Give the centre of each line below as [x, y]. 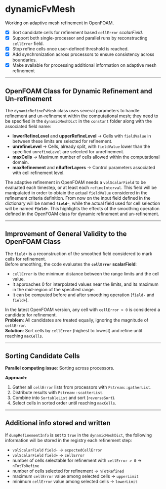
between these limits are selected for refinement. [62, 141]
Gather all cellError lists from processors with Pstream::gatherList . [82, 387]
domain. [21, 162]
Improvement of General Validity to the [66, 234]
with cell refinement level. [39, 173]
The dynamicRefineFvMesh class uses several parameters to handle [72, 111]
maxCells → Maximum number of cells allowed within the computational [86, 157]
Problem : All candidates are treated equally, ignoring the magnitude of [77, 320]
